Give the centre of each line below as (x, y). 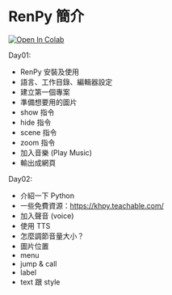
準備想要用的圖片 (48, 102)
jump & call (38, 263)
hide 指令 (36, 122)
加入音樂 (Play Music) (56, 152)
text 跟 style (40, 282)
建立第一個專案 (45, 92)
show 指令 (37, 112)
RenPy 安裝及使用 (49, 72)
